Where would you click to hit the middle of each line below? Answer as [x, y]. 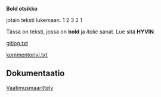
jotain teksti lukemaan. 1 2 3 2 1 [44, 20]
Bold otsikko [22, 9]
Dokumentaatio [35, 73]
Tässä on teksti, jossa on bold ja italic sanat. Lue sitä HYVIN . [81, 32]
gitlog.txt [17, 43]
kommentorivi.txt [27, 55]
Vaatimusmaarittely [30, 87]
